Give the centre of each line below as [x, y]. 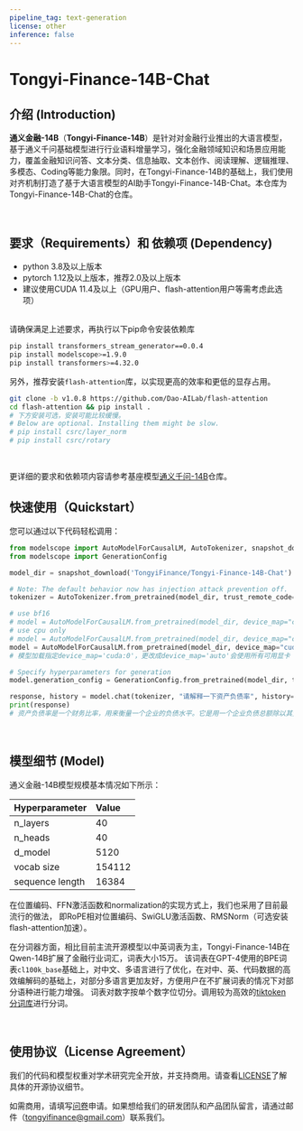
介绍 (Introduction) [63, 114]
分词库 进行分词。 [41, 1003]
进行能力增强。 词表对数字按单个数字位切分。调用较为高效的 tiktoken [160, 992]
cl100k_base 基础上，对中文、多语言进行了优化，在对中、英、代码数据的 [150, 969]
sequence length [50, 881]
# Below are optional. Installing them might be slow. [115, 424]
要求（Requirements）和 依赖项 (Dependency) [141, 243]
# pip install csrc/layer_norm [68, 432]
